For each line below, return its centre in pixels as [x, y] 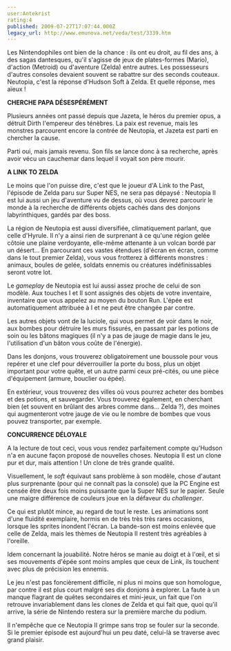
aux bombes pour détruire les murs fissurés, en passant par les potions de [113, 328]
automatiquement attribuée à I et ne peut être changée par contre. [101, 308]
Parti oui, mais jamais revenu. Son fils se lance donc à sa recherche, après [113, 151]
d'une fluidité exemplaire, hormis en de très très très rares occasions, [106, 519]
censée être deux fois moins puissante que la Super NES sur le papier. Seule [116, 491]
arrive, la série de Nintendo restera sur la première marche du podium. [107, 612]
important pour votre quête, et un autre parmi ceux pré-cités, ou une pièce [113, 371]
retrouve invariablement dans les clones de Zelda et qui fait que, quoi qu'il [112, 605]
